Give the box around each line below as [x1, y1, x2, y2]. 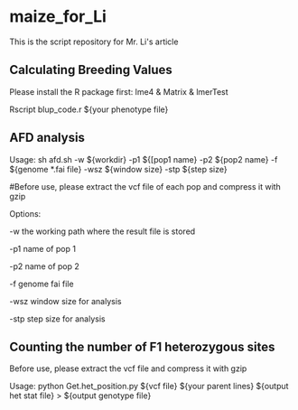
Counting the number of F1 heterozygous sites [9, 339, 275, 354]
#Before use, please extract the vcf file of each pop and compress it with [9, 181, 282, 191]
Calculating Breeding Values [9, 62, 173, 78]
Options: [9, 208, 42, 219]
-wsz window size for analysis [9, 295, 122, 306]
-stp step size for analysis [9, 313, 106, 324]
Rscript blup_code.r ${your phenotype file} [9, 104, 169, 115]
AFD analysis [9, 130, 86, 145]
